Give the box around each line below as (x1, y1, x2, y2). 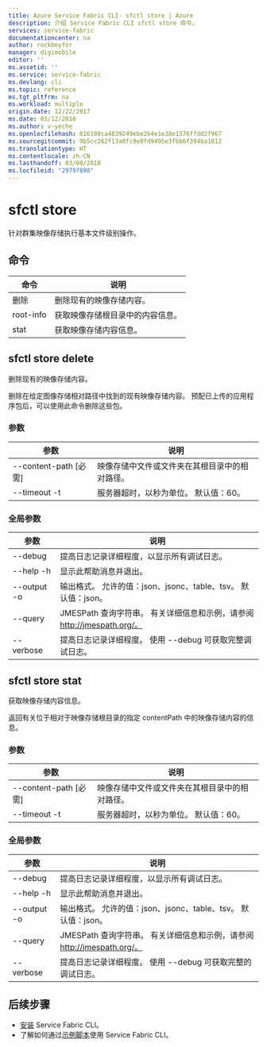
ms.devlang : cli (8, 78, 62, 86)
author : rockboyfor (8, 41, 73, 49)
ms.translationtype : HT (8, 145, 87, 153)
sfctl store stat (8, 674, 82, 687)
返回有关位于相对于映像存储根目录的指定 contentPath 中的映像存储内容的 (8, 713, 247, 722)
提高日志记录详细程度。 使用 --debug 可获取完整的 (59, 956, 252, 968)
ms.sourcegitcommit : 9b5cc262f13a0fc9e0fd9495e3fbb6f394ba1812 (8, 137, 222, 145)
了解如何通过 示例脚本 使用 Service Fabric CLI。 (19, 1030, 173, 1040)
